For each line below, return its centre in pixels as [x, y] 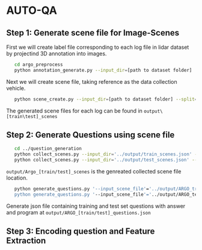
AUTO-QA [32, 11]
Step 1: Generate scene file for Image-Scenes [93, 33]
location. [17, 178]
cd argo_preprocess [38, 64]
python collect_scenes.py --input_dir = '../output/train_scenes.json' [103, 154]
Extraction [26, 241]
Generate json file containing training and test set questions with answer [96, 206]
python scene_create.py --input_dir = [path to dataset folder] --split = [106, 99]
